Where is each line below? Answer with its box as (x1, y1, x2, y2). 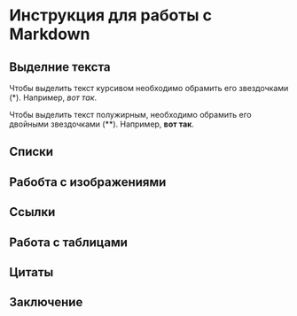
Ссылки (9, 204, 56, 220)
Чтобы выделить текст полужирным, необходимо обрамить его (9, 110, 252, 119)
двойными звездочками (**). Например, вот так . (9, 119, 195, 129)
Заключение (9, 295, 83, 310)
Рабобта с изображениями (9, 174, 167, 189)
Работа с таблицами (9, 235, 129, 250)
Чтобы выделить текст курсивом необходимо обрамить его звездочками (9, 83, 289, 93)
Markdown (9, 24, 90, 44)
